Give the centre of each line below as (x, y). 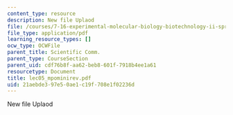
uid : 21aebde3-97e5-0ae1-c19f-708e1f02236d (71, 85)
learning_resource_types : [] (49, 39)
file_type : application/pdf (48, 33)
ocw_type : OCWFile (34, 46)
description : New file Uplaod (51, 20)
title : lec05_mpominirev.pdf (49, 78)
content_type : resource (42, 14)
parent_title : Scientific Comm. (54, 53)
